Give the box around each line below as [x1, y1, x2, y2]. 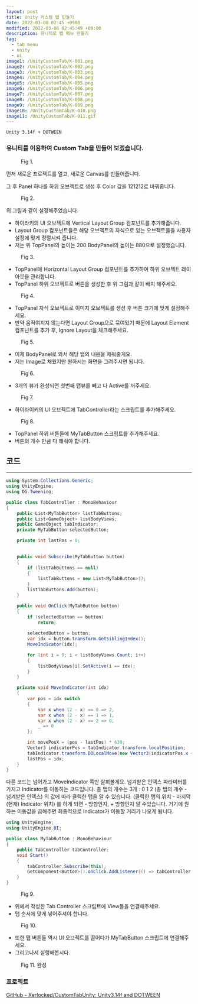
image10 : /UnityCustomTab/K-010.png [6, 108, 96, 114]
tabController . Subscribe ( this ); [27, 863, 107, 869]
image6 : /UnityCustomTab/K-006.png [6, 86, 94, 92]
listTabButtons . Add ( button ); [27, 587, 99, 593]
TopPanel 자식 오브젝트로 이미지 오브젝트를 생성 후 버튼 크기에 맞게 [14, 304, 170, 311]
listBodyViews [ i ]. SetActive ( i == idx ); [37, 663, 136, 669]
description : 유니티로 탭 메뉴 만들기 [6, 31, 89, 37]
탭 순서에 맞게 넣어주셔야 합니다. [14, 910, 89, 917]
